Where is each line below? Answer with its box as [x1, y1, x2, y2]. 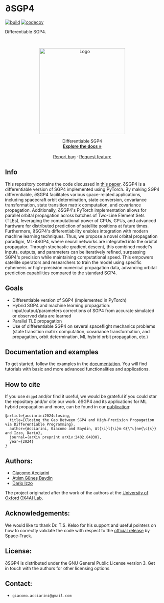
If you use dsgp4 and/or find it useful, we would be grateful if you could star [5, 394, 157, 400]
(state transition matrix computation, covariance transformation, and [12, 328, 150, 334]
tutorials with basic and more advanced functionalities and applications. [5, 366, 150, 372]
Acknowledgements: [5, 509, 70, 517]
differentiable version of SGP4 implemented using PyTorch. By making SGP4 [5, 186, 160, 192]
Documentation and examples [5, 347, 99, 356]
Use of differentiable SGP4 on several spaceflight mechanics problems [12, 323, 156, 329]
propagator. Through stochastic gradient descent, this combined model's [5, 244, 153, 250]
